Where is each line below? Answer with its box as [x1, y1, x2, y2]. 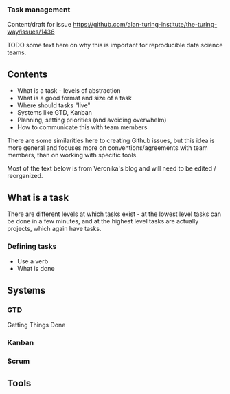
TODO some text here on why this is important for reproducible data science [7, 41, 223, 50]
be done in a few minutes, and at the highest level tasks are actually [7, 217, 199, 225]
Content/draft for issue [7, 21, 72, 29]
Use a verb [16, 257, 49, 265]
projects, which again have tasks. [7, 224, 102, 232]
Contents [7, 68, 48, 80]
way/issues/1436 [7, 28, 55, 36]
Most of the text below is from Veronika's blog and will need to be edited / [7, 164, 216, 173]
